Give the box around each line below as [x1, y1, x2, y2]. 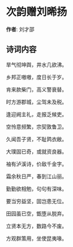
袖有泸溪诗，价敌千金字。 [6, 160, 67, 167]
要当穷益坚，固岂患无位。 [6, 197, 67, 204]
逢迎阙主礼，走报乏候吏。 [6, 110, 67, 117]
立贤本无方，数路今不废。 [6, 222, 67, 229]
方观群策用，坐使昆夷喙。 [6, 235, 67, 242]
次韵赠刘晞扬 [6, 5, 68, 19]
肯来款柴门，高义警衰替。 [6, 86, 67, 93]
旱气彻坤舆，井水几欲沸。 [6, 61, 67, 68]
